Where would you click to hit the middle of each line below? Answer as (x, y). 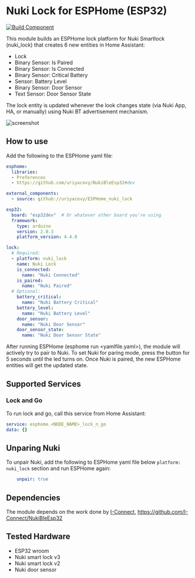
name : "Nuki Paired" (47, 286)
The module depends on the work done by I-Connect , (71, 512)
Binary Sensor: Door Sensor (48, 87)
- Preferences (28, 177)
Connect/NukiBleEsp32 (34, 518)
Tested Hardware (38, 536)
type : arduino (34, 226)
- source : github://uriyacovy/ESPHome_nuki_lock (72, 199)
